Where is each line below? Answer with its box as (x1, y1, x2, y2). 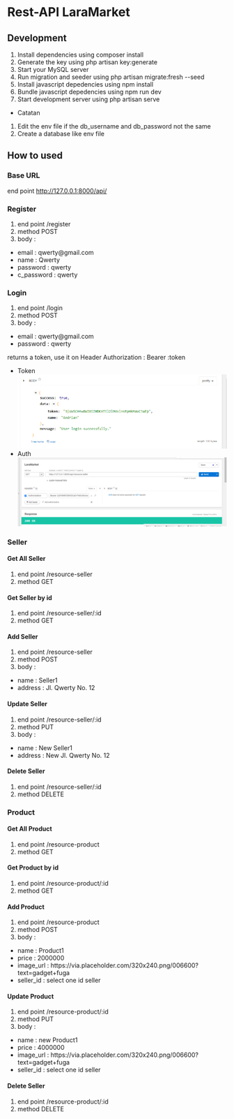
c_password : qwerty (17, 270, 78, 279)
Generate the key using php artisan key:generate (17, 58, 158, 66)
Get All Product (7, 825, 52, 833)
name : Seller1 (17, 676, 58, 685)
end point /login (17, 304, 63, 312)
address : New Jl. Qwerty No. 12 (17, 751, 110, 759)
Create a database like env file (17, 130, 104, 138)
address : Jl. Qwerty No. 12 (17, 684, 95, 692)
